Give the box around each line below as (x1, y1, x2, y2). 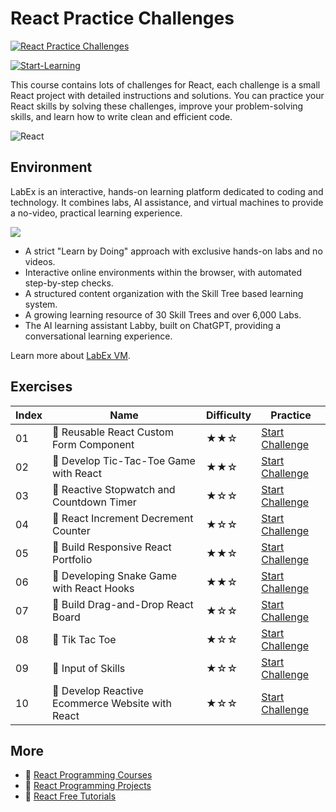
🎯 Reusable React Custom (52, 425, 174, 439)
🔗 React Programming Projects (24, 780, 152, 792)
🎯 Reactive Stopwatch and (52, 482, 176, 496)
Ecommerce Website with (52, 696, 173, 710)
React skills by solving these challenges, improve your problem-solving (10, 100, 304, 112)
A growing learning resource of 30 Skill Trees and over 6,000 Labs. (24, 308, 302, 321)
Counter (52, 523, 91, 537)
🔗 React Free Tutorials (24, 790, 117, 802)
